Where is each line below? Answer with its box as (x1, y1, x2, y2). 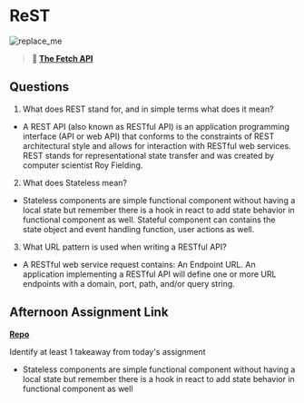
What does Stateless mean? (22, 177, 127, 188)
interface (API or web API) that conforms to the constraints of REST (22, 131, 275, 142)
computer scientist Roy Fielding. (22, 160, 143, 171)
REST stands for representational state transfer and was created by (22, 150, 275, 161)
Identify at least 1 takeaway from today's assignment (9, 346, 206, 357)
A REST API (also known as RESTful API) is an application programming (22, 121, 290, 132)
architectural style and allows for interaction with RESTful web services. (22, 140, 292, 151)
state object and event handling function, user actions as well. (22, 223, 255, 234)
